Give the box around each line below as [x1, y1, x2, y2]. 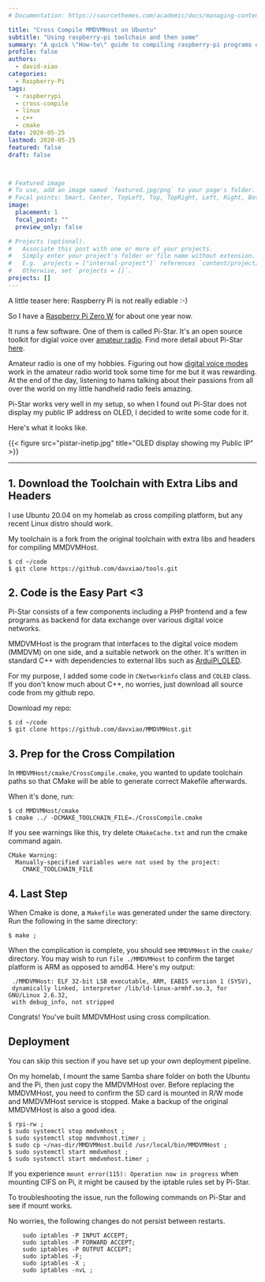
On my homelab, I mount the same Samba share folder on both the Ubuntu [8, 1071, 251, 1080]
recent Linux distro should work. [8, 519, 113, 528]
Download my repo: [8, 703, 73, 713]
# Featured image [8, 179, 65, 187]
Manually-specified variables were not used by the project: [15, 859, 221, 867]
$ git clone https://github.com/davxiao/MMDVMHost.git [8, 725, 192, 734]
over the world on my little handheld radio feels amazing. [8, 384, 193, 393]
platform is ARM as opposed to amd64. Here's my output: [8, 962, 196, 971]
